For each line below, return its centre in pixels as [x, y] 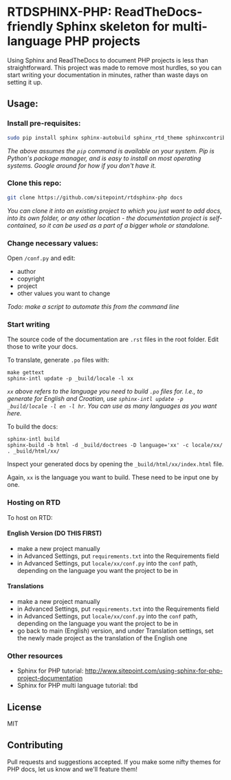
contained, [22, 225]
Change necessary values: [53, 243]
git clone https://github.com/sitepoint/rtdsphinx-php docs [95, 197]
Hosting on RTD [34, 503]
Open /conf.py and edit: [41, 258]
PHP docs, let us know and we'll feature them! [72, 769]
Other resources [35, 656]
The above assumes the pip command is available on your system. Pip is [111, 151]
